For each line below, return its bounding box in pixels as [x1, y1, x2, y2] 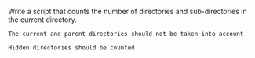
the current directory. [8, 15, 77, 24]
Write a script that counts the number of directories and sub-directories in [8, 7, 247, 16]
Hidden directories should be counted [8, 44, 135, 52]
